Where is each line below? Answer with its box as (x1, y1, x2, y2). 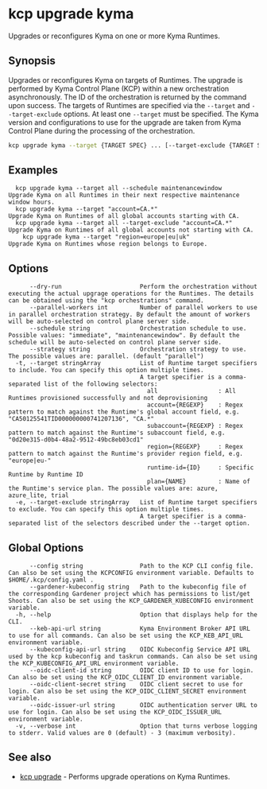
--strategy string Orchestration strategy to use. (29, 345, 247, 354)
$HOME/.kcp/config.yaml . (8, 576, 94, 585)
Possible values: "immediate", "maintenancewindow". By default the (8, 332, 240, 340)
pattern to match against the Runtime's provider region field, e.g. (8, 450, 244, 458)
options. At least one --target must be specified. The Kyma (63, 109, 259, 119)
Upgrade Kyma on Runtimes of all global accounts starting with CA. (8, 212, 240, 220)
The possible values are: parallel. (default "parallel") (8, 352, 204, 360)
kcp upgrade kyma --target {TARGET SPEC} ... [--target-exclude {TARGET (8, 141, 254, 150)
